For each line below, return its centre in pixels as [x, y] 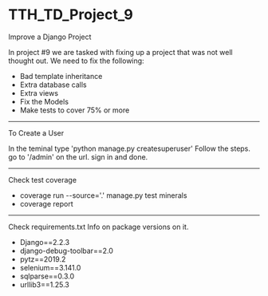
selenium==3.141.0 [50, 267]
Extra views [39, 93]
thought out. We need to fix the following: [77, 61]
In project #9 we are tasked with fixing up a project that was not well [120, 52]
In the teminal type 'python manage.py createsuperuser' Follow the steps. [130, 148]
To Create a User [36, 132]
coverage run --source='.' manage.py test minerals [103, 195]
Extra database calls [53, 85]
